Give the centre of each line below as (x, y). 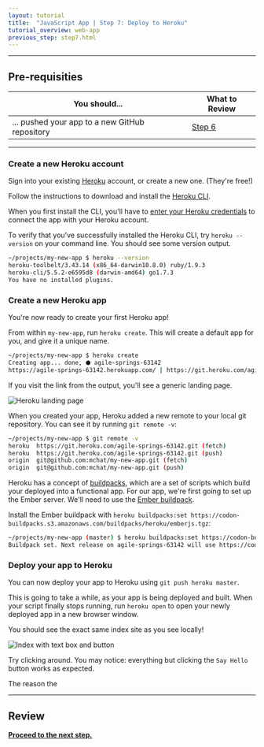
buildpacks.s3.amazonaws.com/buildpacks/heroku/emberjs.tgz (109, 524)
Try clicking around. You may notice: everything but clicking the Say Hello (128, 660)
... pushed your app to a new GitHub (79, 122)
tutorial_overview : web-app (54, 30)
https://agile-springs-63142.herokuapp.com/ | (86, 370)
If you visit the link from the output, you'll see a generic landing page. (120, 385)
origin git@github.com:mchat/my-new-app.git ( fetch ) (98, 461)
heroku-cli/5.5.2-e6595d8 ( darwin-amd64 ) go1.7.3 (91, 273)
